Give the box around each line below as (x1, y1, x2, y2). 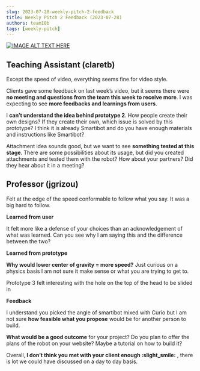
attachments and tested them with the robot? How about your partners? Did (6, 155, 193, 163)
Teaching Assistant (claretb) (6, 60, 115, 70)
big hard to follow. (6, 201, 51, 208)
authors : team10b (6, 20, 50, 26)
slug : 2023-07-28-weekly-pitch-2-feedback (6, 8, 114, 15)
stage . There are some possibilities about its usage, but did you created (6, 149, 184, 157)
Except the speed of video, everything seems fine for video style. (6, 76, 168, 83)
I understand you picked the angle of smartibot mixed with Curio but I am (6, 308, 187, 316)
